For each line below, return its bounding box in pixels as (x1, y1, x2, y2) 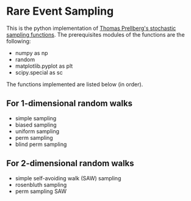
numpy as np (15, 49, 48, 56)
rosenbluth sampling (15, 181, 67, 188)
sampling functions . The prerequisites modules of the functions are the (6, 31, 185, 38)
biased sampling (15, 121, 57, 128)
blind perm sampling (15, 141, 67, 148)
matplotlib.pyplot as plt (15, 62, 73, 70)
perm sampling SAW (15, 188, 67, 195)
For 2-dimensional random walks (6, 158, 134, 169)
